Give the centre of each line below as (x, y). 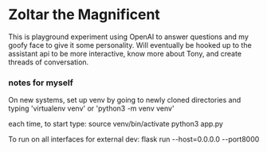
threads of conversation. (49, 62)
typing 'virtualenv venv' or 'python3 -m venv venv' (91, 108)
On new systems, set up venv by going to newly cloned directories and (125, 100)
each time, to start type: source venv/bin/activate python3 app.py (116, 124)
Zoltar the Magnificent (84, 15)
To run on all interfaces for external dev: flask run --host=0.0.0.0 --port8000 (134, 139)
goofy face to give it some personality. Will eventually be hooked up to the (130, 45)
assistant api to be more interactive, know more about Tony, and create (125, 53)
